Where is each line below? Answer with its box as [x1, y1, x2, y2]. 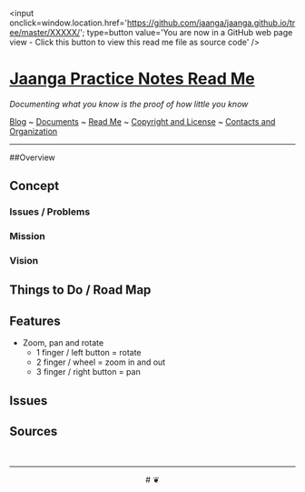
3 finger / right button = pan [35, 366, 141, 377]
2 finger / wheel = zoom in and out [35, 356, 166, 367]
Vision [9, 255, 39, 267]
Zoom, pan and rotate [22, 337, 104, 348]
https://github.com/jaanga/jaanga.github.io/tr [126, 17, 296, 28]
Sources [9, 424, 58, 439]
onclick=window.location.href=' [9, 17, 128, 28]
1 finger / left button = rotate [35, 347, 143, 358]
